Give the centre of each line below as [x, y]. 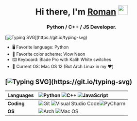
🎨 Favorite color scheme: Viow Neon [49, 54]
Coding [16, 104]
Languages [21, 95]
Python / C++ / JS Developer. [82, 27]
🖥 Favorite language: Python [40, 47]
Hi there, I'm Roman [76, 12]
